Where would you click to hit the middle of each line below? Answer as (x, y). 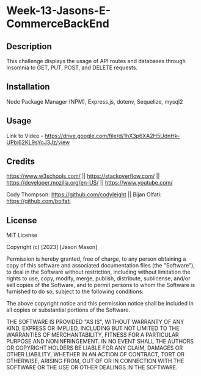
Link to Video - (25, 136)
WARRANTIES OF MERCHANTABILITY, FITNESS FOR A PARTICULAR (93, 335)
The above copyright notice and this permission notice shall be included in (100, 304)
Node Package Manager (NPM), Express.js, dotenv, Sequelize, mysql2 (95, 101)
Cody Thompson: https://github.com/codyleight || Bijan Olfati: (84, 194)
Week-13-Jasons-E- (59, 11)
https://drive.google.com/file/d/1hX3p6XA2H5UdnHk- (112, 136)
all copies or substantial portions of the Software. (68, 310)
